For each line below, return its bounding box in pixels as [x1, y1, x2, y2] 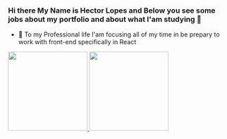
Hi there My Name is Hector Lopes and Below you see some [8, 6, 216, 15]
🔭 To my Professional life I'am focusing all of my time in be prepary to [18, 30, 221, 39]
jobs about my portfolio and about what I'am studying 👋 [8, 14, 202, 24]
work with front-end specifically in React [18, 38, 137, 46]
